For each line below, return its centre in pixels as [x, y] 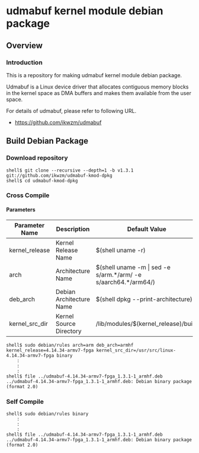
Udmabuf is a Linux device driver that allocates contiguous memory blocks [97, 87]
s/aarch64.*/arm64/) [126, 282]
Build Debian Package [47, 141]
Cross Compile [28, 195]
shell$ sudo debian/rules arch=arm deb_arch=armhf [70, 345]
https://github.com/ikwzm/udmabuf [58, 122]
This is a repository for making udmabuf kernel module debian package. [94, 75]
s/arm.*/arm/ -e [119, 274]
